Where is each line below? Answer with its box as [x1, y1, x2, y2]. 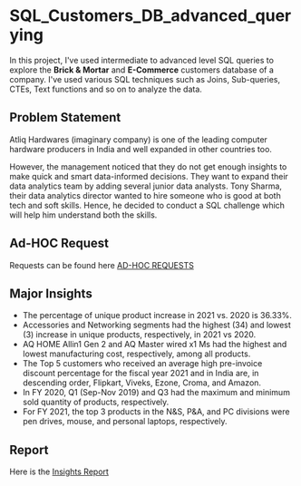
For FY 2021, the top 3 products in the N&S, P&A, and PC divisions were [22, 406, 290, 417]
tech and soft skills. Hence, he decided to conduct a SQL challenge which [9, 199, 286, 210]
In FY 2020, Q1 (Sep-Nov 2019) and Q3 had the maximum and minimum [22, 387, 290, 398]
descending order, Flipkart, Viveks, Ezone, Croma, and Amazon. [22, 377, 261, 388]
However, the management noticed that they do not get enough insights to [9, 160, 287, 172]
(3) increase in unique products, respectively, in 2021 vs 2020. [22, 329, 257, 340]
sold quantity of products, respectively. [22, 396, 170, 408]
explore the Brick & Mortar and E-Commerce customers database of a [9, 64, 275, 75]
